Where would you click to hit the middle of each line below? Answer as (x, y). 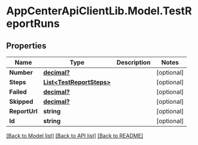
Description (133, 62)
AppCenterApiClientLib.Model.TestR (99, 11)
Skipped (21, 101)
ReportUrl (23, 111)
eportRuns (33, 24)
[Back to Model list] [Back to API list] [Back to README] (75, 136)
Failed (18, 92)
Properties (26, 46)
